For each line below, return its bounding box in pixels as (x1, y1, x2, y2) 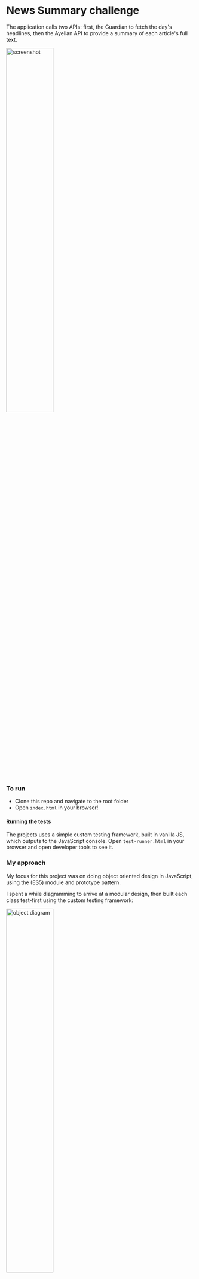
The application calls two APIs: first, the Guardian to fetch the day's (6, 23, 172, 30)
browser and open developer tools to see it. (6, 844, 114, 851)
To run (6, 784, 26, 792)
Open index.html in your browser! (14, 804, 99, 811)
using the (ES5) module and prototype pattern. (6, 879, 121, 886)
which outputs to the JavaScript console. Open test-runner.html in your (6, 838, 185, 845)
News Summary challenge (6, 4, 140, 17)
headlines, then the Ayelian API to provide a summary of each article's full (6, 29, 188, 36)
